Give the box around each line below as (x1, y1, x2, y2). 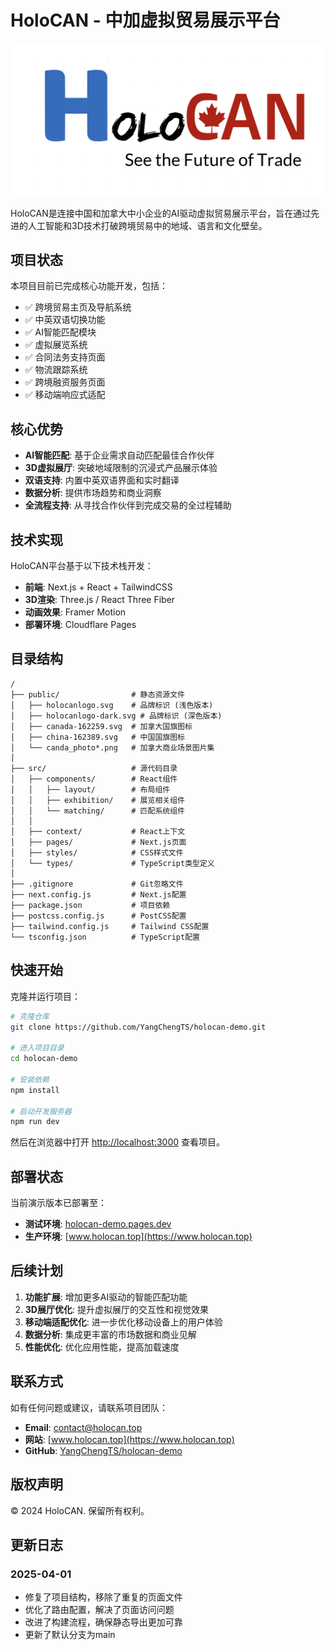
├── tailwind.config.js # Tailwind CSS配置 (10, 921, 210, 931)
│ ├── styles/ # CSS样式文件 (10, 847, 184, 858)
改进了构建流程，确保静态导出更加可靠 (24, 1616, 183, 1628)
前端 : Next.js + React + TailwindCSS (24, 581, 173, 593)
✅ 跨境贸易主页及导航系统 (24, 301, 132, 313)
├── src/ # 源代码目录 (10, 763, 178, 773)
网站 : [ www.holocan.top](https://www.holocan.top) (24, 1433, 235, 1445)
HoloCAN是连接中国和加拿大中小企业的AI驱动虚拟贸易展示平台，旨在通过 (10, 207, 312, 219)
